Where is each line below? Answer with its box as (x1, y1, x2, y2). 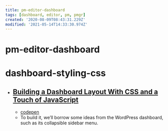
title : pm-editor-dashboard (5, 7, 65, 13)
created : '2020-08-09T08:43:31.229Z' (5, 17, 86, 22)
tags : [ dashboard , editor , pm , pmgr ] (5, 12, 86, 17)
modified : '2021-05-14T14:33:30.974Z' (5, 21, 88, 27)
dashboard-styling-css (5, 67, 106, 79)
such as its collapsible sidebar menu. (20, 120, 99, 126)
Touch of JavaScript (12, 96, 79, 104)
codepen (20, 109, 39, 115)
